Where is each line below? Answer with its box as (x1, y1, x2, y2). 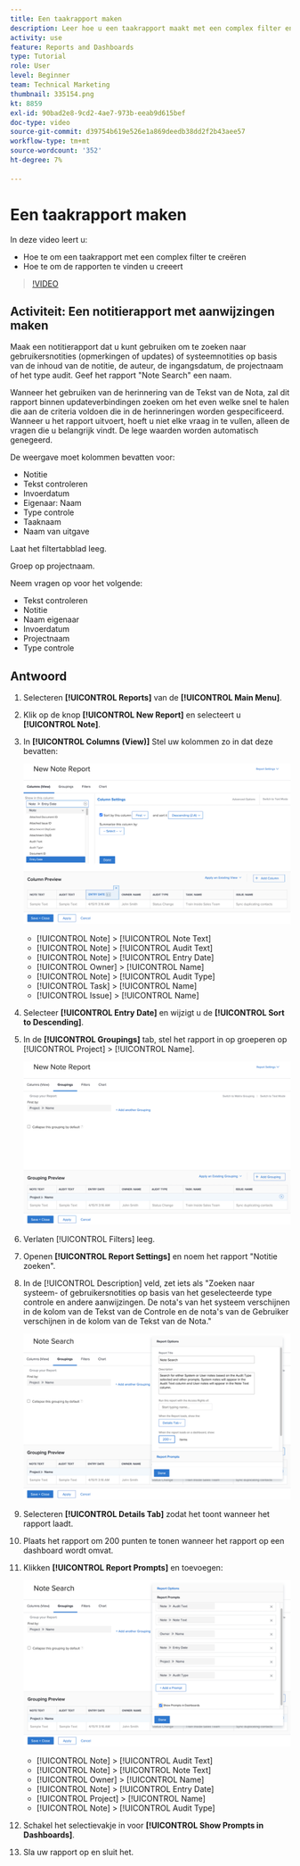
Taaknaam (22, 517, 61, 527)
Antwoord (10, 668, 68, 684)
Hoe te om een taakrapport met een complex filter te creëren (22, 251, 247, 262)
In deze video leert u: (10, 234, 88, 245)
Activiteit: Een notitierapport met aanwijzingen (10, 303, 275, 319)
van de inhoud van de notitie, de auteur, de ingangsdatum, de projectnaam (10, 361, 284, 371)
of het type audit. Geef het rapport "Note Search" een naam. (10, 370, 232, 381)
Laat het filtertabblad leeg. (10, 543, 108, 554)
